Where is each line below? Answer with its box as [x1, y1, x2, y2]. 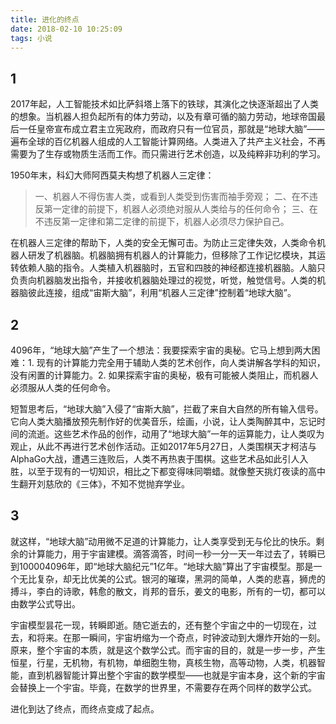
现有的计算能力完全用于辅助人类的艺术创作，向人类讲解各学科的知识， [36, 357, 326, 368]
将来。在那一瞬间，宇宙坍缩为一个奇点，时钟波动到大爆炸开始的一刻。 [36, 631, 326, 643]
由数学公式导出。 [10, 597, 81, 610]
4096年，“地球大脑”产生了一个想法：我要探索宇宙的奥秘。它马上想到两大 [10, 344, 312, 356]
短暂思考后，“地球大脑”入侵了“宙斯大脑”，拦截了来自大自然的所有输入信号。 [10, 403, 324, 415]
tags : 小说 [10, 33, 53, 43]
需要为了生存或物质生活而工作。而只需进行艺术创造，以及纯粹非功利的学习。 [10, 148, 326, 160]
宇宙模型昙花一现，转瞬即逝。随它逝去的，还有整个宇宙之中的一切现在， [10, 619, 308, 631]
